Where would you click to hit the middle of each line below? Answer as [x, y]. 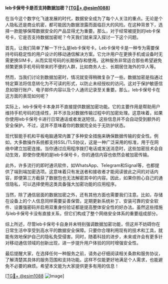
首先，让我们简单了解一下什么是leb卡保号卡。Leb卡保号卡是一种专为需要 [80, 48]
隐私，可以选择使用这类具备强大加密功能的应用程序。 [64, 184]
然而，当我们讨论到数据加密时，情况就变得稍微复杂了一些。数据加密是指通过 [84, 77]
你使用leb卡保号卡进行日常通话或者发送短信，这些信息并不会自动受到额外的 [83, 119]
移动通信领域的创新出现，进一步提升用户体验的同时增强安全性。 [75, 243]
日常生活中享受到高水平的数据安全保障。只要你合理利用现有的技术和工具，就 [84, 230]
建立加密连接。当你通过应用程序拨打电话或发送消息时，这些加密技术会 [86, 148]
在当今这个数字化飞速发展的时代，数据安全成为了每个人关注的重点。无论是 [82, 18]
